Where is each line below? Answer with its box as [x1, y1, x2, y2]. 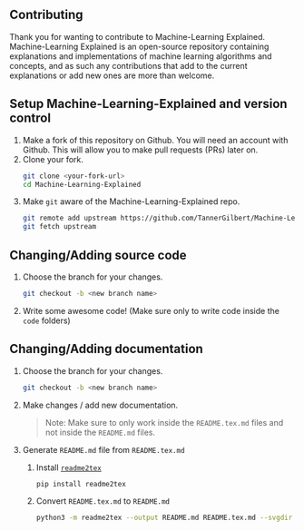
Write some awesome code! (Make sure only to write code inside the [22, 305, 279, 316]
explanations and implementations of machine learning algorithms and [9, 50, 272, 62]
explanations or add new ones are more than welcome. [9, 70, 215, 81]
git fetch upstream [22, 222, 97, 231]
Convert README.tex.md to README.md [35, 496, 171, 506]
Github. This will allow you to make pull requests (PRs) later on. [22, 144, 259, 155]
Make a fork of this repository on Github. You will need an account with [22, 134, 289, 145]
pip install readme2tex [35, 479, 127, 488]
